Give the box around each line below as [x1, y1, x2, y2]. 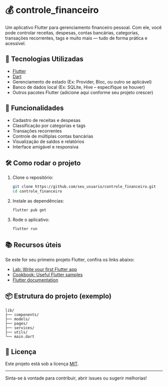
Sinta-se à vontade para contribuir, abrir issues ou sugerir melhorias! [5, 375, 147, 381]
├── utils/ [5, 329, 28, 334]
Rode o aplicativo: [12, 216, 50, 222]
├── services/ [5, 325, 35, 330]
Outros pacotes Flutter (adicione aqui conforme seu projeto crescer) [12, 89, 153, 95]
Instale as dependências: [12, 198, 64, 204]
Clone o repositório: [12, 174, 53, 180]
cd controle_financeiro [12, 189, 62, 194]
